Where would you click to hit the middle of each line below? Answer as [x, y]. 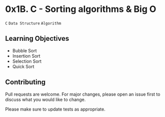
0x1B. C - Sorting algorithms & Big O [81, 9]
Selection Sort [27, 61]
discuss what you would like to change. [45, 99]
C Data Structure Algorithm [33, 23]
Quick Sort [23, 66]
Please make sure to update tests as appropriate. [55, 109]
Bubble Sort [25, 50]
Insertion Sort [26, 56]
